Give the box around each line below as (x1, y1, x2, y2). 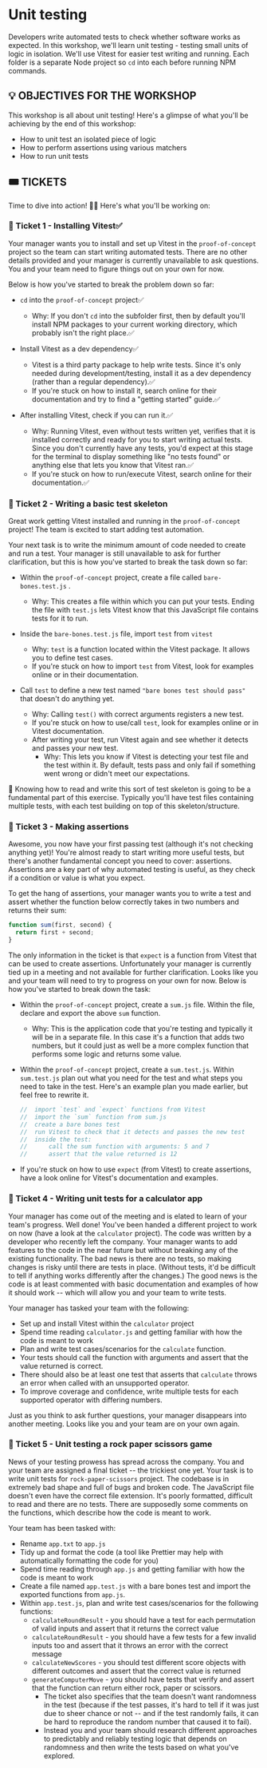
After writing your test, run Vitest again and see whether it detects (31, 735, 249, 744)
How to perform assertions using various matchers (19, 142, 187, 153)
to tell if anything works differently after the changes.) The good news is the (8, 1271, 257, 1280)
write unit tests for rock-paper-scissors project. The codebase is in (8, 1473, 230, 1483)
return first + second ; (15, 929, 94, 937)
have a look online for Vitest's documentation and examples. (19, 1173, 219, 1183)
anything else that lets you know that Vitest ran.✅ (31, 460, 194, 470)
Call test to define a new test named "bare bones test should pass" (19, 685, 246, 696)
